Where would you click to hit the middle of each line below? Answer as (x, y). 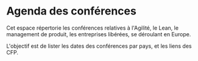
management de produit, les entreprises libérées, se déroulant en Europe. (99, 34)
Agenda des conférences (72, 11)
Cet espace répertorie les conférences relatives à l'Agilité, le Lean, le (92, 28)
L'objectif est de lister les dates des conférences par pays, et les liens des (99, 46)
